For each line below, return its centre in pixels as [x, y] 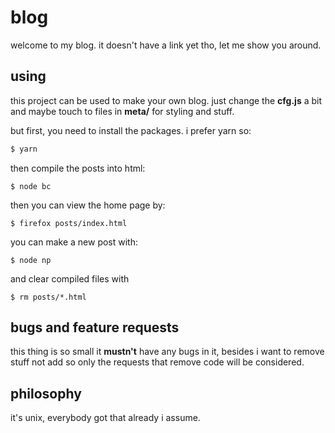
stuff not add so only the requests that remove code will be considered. [157, 362]
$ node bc [31, 186]
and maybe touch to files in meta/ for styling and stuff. [122, 111]
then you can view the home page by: [88, 205]
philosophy [46, 393]
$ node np [31, 260]
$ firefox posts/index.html [69, 223]
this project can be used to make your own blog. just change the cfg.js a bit [166, 100]
